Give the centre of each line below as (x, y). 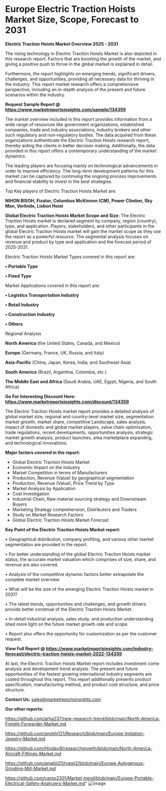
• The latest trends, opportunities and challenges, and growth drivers (76, 604)
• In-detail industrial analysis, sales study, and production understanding (79, 619)
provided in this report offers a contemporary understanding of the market (81, 151)
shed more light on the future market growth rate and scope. (67, 624)
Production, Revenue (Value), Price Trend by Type (63, 483)
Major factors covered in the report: (43, 452)
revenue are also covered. (32, 565)
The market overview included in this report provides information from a (79, 119)
